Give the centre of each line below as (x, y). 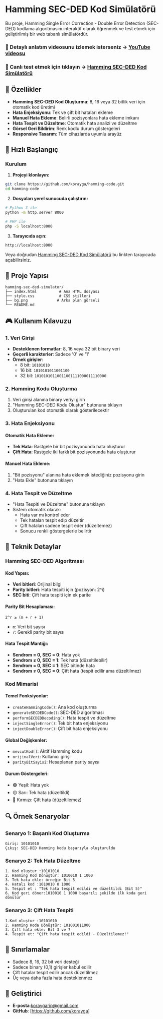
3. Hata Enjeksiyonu (30, 424)
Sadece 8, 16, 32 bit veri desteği (46, 962)
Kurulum (16, 164)
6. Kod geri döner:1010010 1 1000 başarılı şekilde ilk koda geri (76, 893)
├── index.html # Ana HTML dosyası (52, 292)
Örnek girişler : (28, 359)
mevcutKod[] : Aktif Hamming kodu (47, 751)
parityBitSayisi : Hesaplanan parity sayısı (56, 762)
